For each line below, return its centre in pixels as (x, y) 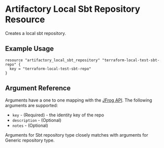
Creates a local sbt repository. (36, 33)
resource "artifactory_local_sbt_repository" (52, 60)
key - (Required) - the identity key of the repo (58, 115)
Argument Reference (38, 88)
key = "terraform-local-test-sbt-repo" (50, 69)
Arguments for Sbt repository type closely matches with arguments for (77, 135)
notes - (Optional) (30, 125)
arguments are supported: (32, 105)
